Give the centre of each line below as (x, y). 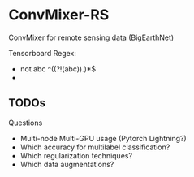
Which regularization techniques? (76, 155)
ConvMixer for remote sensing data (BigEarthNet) (91, 37)
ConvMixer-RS (59, 15)
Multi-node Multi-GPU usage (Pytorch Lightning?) (103, 138)
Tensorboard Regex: (43, 53)
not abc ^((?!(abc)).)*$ (58, 69)
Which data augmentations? (67, 164)
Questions (26, 123)
